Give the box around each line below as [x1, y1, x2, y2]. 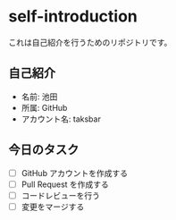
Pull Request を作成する [21, 179, 109, 190]
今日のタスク [8, 142, 80, 157]
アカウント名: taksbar [21, 114, 102, 124]
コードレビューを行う [21, 190, 100, 200]
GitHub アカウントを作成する [21, 167, 129, 178]
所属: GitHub [21, 102, 68, 113]
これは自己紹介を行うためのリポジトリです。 [8, 37, 172, 47]
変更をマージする [21, 201, 85, 212]
